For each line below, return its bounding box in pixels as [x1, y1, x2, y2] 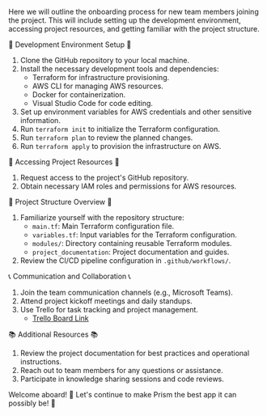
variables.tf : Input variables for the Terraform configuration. [32, 230, 237, 240]
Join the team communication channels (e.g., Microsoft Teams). [19, 287, 233, 297]
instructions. [19, 357, 62, 367]
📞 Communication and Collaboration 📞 [8, 271, 131, 281]
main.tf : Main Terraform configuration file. [32, 222, 175, 231]
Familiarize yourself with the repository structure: [19, 213, 184, 222]
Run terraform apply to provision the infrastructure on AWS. [19, 142, 222, 151]
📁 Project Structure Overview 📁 [8, 197, 112, 206]
